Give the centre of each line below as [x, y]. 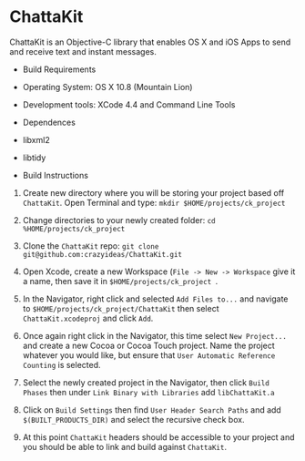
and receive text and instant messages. [83, 51]
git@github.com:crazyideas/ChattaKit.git [102, 254]
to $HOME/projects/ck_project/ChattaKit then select [121, 308]
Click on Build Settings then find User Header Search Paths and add [152, 410]
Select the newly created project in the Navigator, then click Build [146, 382]
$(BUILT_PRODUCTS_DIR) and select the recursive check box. [133, 419]
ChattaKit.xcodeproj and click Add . [88, 318]
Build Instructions [56, 175]
